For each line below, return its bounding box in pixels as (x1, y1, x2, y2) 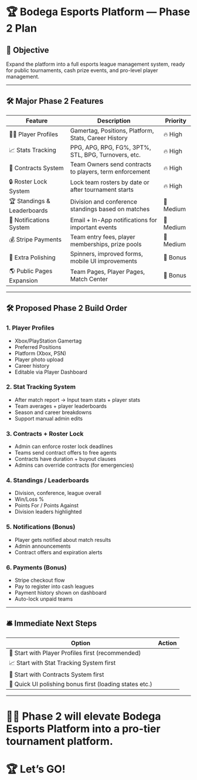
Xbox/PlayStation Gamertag (14, 337, 82, 344)
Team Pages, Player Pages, (70, 268, 145, 276)
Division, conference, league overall (14, 490, 101, 497)
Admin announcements (14, 542, 71, 550)
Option (71, 639, 91, 647)
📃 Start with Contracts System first (9, 670, 104, 679)
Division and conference (70, 198, 138, 206)
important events (70, 223, 117, 231)
